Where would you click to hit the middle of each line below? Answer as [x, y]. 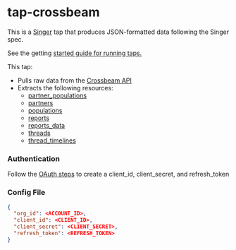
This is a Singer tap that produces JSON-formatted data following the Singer [118, 32]
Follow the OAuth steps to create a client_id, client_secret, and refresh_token [118, 174]
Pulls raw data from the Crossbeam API [75, 80]
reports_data [46, 125]
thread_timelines [52, 140]
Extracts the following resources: [66, 88]
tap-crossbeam [54, 12]
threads [39, 133]
